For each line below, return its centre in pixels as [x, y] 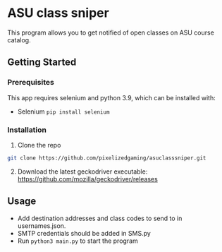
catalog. [19, 40]
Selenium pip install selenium [63, 112]
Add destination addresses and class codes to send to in [100, 218]
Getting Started [42, 62]
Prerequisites [31, 83]
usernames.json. [42, 226]
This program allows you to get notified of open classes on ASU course [111, 32]
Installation [27, 130]
